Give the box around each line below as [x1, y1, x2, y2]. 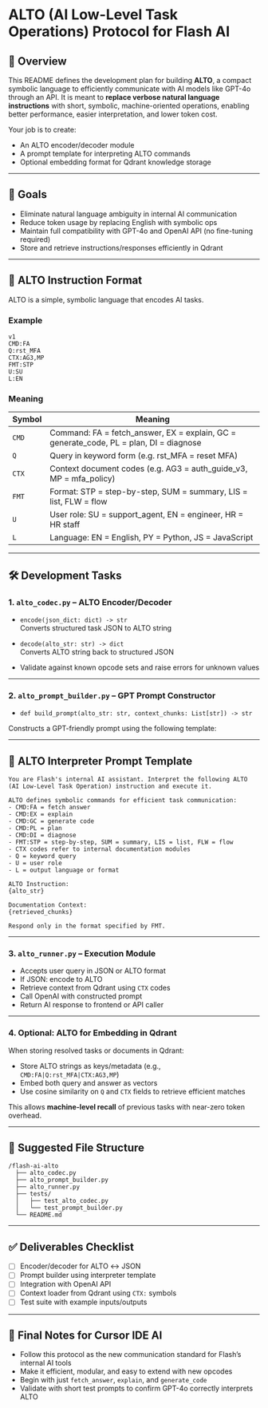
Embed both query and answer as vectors [19, 1078, 158, 1087]
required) [19, 234, 51, 244]
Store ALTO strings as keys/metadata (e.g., [19, 1061, 161, 1070]
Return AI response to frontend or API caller [19, 1000, 164, 1010]
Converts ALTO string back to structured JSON [19, 647, 174, 656]
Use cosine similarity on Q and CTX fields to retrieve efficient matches [19, 1086, 246, 1096]
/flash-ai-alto [8, 1162, 59, 1170]
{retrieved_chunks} [8, 908, 73, 916]
